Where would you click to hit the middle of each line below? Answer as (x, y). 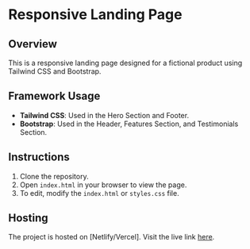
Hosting (29, 218)
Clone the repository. (54, 176)
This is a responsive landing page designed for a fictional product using (125, 63)
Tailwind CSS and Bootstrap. (55, 71)
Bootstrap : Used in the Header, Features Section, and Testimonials (129, 124)
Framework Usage (54, 96)
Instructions (39, 157)
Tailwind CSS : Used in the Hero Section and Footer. (104, 115)
